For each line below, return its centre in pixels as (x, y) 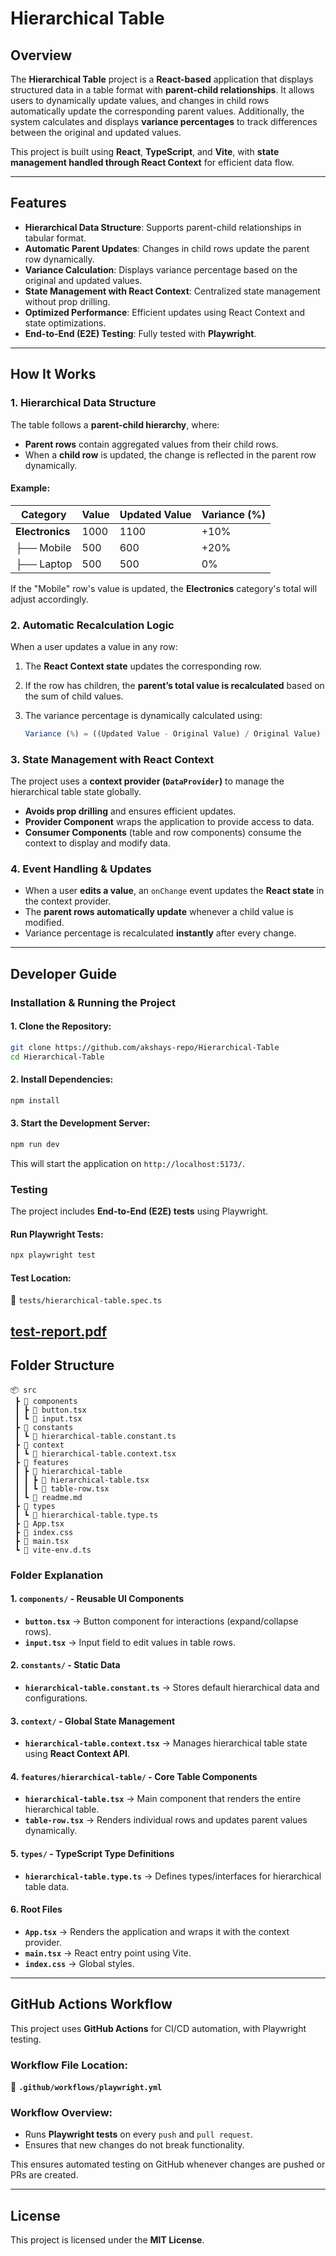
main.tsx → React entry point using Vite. (108, 1953)
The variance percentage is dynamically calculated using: (143, 715)
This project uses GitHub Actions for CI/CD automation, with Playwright (158, 2028)
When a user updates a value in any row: (94, 646)
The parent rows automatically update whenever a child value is (159, 912)
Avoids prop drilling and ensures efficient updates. (130, 811)
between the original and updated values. (96, 132)
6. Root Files (36, 1909)
